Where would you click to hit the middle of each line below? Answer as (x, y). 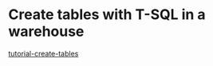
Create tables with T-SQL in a (107, 15)
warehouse (46, 31)
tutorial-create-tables (43, 53)
